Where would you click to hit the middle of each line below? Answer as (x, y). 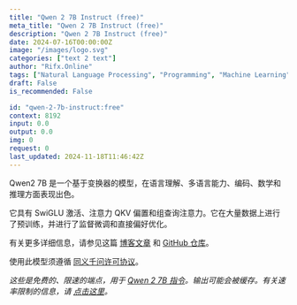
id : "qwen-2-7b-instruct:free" (67, 107)
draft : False (33, 83)
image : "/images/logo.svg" (59, 50)
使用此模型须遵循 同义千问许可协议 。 (76, 261)
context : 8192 (35, 116)
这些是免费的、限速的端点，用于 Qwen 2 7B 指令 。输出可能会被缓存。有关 (144, 280)
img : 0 (21, 141)
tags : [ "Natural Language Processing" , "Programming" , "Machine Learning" (150, 75)
